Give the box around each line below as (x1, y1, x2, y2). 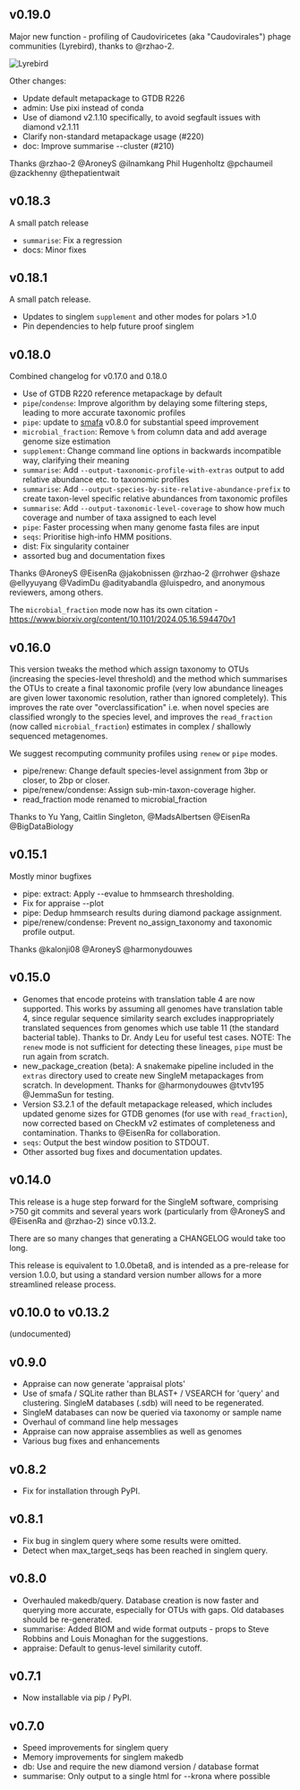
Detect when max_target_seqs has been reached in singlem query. (21, 1545, 269, 1556)
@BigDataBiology (9, 821, 74, 832)
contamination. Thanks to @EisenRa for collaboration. (21, 1127, 221, 1138)
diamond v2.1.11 (21, 121, 80, 132)
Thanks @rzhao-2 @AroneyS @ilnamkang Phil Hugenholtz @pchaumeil (9, 157, 273, 169)
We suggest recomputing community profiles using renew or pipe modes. (9, 748, 279, 759)
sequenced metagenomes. (9, 731, 108, 742)
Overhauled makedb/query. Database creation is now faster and (21, 1594, 260, 1606)
